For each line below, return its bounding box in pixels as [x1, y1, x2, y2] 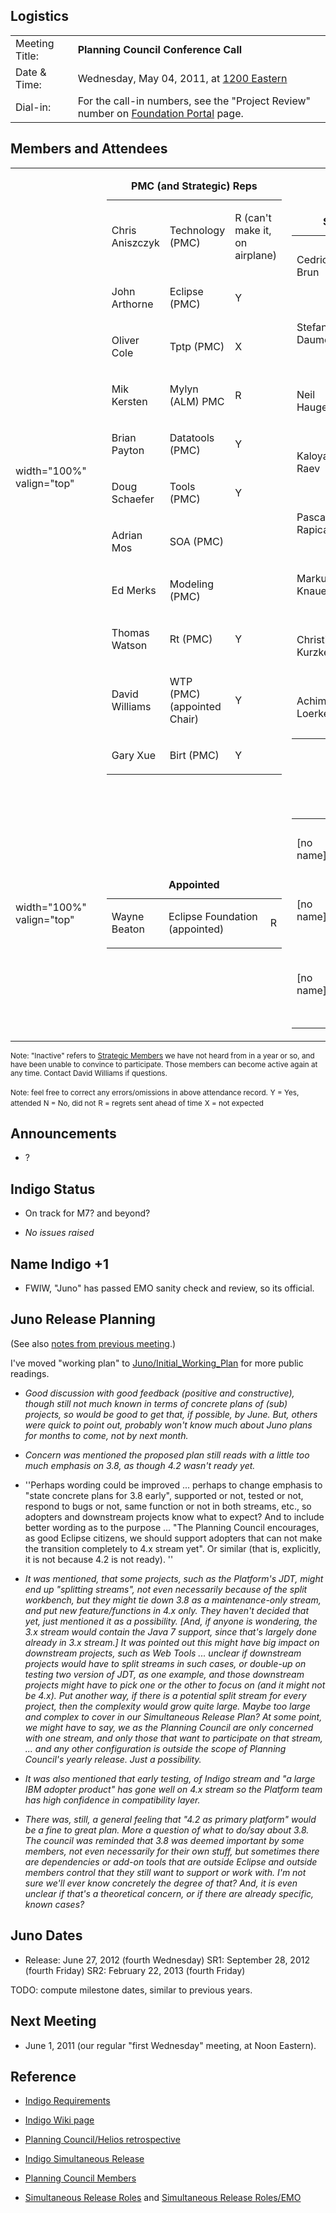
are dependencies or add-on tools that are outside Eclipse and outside [24, 1855, 318, 1868]
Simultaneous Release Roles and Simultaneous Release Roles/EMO [24, 2192, 302, 2204]
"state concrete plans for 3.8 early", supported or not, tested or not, [24, 1489, 304, 1501]
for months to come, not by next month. [24, 1429, 189, 1441]
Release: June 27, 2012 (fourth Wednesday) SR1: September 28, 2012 [24, 1954, 310, 1966]
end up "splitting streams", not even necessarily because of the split [24, 1583, 308, 1595]
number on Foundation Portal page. [77, 106, 244, 120]
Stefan [296, 320, 328, 334]
